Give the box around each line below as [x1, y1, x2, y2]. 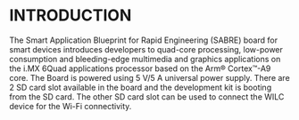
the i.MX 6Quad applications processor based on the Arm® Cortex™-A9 [9, 63, 271, 74]
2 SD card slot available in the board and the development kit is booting [9, 82, 272, 92]
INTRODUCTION [9, 5, 132, 26]
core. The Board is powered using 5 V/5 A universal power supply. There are [9, 72, 290, 83]
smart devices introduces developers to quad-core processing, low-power [9, 44, 284, 54]
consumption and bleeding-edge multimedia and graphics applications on [9, 53, 281, 64]
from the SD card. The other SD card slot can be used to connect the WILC [9, 91, 285, 102]
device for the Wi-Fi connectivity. [9, 100, 132, 111]
